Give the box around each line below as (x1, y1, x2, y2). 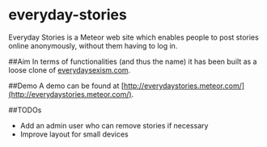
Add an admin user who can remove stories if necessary (19, 120, 209, 130)
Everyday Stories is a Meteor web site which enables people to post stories (8, 32, 259, 42)
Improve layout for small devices (19, 129, 129, 139)
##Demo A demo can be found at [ (8, 81, 125, 90)
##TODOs (8, 105, 42, 115)
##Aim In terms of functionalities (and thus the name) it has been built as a (8, 57, 257, 66)
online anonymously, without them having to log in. (8, 40, 178, 50)
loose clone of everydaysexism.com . (8, 65, 131, 74)
